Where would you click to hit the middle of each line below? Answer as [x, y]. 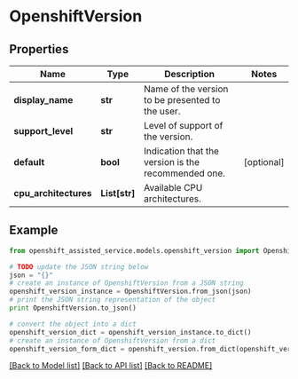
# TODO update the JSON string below [79, 267]
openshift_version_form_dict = [67, 349]
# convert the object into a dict [73, 324]
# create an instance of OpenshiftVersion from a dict [113, 340]
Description [189, 74]
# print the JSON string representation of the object [113, 300]
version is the [172, 162]
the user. [162, 111]
